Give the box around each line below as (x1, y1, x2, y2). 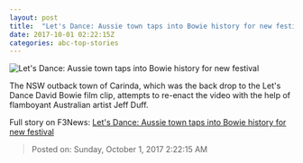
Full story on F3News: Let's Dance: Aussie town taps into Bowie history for (9, 117, 287, 128)
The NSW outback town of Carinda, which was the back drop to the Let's (9, 80, 281, 91)
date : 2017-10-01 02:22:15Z (9, 30, 115, 39)
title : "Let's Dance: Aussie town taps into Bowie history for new (9, 22, 272, 31)
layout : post (9, 13, 59, 23)
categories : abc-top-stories (9, 38, 119, 48)
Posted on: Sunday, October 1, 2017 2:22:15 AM (31, 144, 208, 155)
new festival (9, 127, 54, 138)
